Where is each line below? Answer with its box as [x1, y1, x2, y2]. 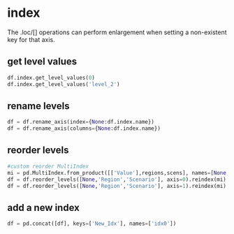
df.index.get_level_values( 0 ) [7, 74, 96, 81]
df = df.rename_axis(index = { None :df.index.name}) [7, 119, 155, 126]
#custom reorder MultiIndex [7, 163, 89, 170]
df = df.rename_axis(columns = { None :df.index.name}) [7, 125, 161, 132]
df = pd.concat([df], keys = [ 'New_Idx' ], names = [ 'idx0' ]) [7, 220, 177, 228]
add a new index [7, 201, 80, 214]
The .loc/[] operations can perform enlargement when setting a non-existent [7, 28, 227, 36]
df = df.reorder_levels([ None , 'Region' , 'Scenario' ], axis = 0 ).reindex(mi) [7, 176, 227, 183]
